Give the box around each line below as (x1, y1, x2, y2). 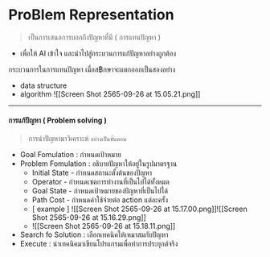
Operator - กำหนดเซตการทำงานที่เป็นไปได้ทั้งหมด (31, 177, 170, 187)
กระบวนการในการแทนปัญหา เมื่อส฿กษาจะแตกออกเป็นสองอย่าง (8, 64, 176, 74)
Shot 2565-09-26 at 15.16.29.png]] (31, 213, 146, 222)
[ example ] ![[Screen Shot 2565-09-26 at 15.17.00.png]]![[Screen (31, 204, 247, 214)
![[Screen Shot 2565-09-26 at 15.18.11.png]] (31, 222, 176, 231)
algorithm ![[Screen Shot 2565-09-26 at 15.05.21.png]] (19, 89, 201, 98)
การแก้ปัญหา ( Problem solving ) (8, 115, 107, 125)
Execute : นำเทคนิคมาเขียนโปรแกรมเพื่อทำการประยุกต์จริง (19, 239, 178, 249)
